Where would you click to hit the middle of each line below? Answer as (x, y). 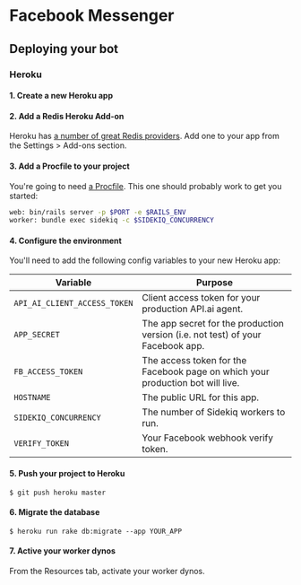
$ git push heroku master (57, 493)
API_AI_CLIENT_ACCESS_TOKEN (73, 303)
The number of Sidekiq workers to (214, 412)
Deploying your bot (64, 49)
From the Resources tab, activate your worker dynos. (107, 572)
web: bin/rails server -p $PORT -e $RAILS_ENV (98, 212)
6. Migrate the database (55, 512)
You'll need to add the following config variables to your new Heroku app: (145, 260)
